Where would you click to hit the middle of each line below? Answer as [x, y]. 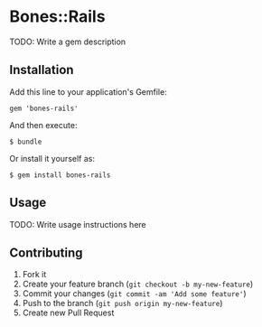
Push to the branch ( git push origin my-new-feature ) [122, 304]
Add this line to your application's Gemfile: [88, 91]
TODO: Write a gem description [68, 42]
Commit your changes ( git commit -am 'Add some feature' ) [134, 294]
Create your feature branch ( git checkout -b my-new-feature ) [138, 284]
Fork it [34, 275]
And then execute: [43, 125]
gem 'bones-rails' [44, 108]
